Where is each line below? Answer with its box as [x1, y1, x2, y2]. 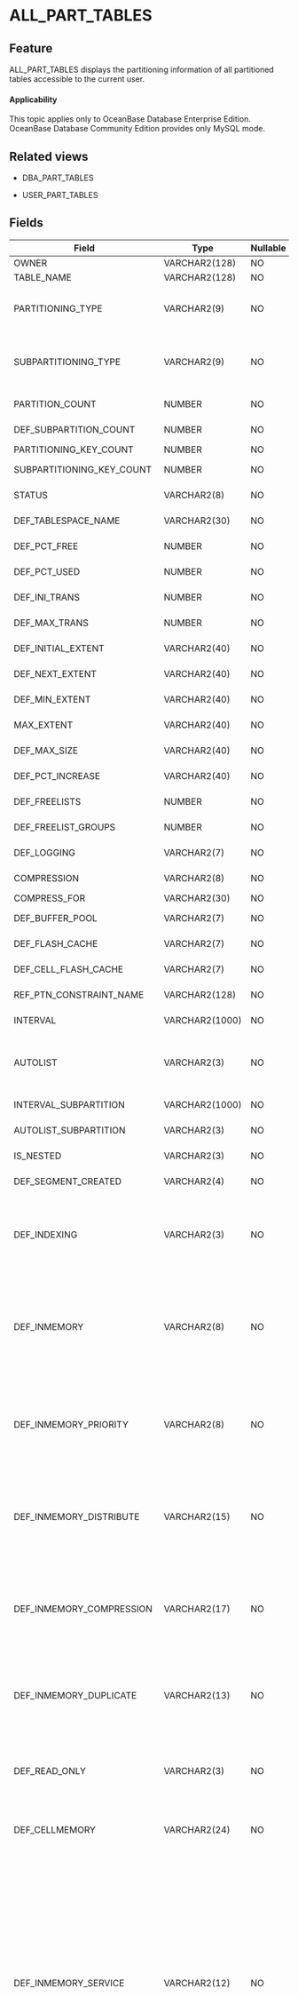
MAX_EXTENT [13, 719, 74, 731]
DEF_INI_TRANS [13, 591, 80, 603]
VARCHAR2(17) [163, 1603, 231, 1615]
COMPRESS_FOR [13, 892, 86, 904]
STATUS [13, 489, 49, 501]
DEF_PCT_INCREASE [13, 769, 100, 782]
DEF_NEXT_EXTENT [13, 667, 98, 680]
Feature [9, 41, 53, 56]
